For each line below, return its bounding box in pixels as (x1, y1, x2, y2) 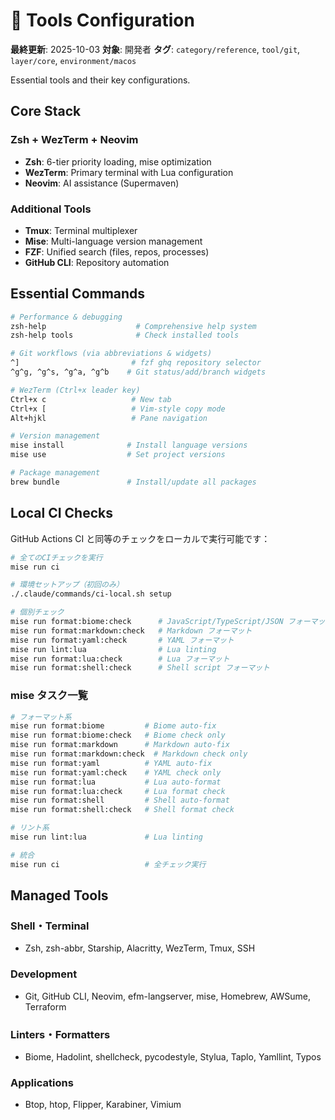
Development (10, 967, 78, 981)
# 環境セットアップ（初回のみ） (10, 580, 124, 590)
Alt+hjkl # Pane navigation (10, 413, 208, 423)
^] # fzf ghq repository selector (10, 358, 262, 368)
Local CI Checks (10, 505, 113, 522)
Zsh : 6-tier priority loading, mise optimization (24, 155, 212, 168)
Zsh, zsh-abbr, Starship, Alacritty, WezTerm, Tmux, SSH (24, 942, 256, 954)
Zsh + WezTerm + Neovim (10, 133, 139, 147)
